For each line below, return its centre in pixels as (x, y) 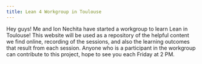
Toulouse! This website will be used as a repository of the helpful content (98, 35)
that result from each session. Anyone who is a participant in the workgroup (101, 48)
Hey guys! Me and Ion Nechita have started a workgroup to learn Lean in (97, 29)
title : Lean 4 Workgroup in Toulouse (54, 12)
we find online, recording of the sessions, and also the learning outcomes (98, 41)
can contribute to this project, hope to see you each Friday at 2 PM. (90, 54)
